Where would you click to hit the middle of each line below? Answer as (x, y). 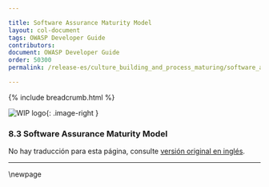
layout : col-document (44, 30)
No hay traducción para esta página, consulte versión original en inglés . (127, 151)
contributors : (32, 45)
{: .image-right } (72, 112)
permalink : (26, 68)
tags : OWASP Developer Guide (57, 38)
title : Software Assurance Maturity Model (80, 22)
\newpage (25, 174)
